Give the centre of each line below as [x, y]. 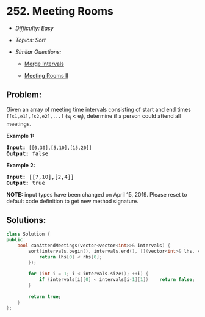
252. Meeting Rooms [60, 11]
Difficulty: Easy [34, 28]
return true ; [45, 297]
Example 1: [20, 136]
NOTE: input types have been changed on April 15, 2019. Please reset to [97, 194]
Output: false [27, 153]
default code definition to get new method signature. [72, 201]
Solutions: [26, 220]
